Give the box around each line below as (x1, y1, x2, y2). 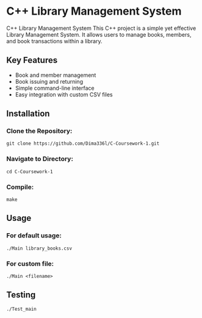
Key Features (6, 55, 58, 65)
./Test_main (6, 306, 37, 312)
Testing (6, 290, 36, 300)
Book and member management (15, 71, 96, 79)
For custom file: (6, 259, 54, 268)
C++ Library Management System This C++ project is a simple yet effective (6, 24, 197, 32)
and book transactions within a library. (6, 37, 103, 45)
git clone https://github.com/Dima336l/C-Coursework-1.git (6, 140, 160, 147)
